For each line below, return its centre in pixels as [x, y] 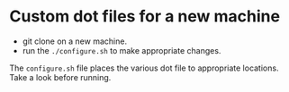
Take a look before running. [60, 77]
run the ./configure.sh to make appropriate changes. [122, 50]
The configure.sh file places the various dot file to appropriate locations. [144, 68]
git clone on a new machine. [75, 41]
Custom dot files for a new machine [145, 17]
